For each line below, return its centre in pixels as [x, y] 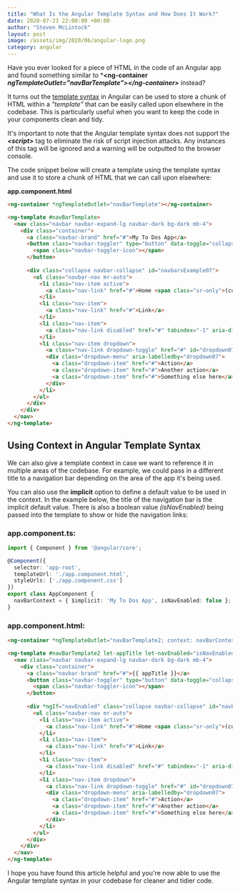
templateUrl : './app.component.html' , [72, 574]
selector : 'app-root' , [47, 568]
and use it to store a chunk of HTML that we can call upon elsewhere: [110, 177]
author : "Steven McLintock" [49, 27]
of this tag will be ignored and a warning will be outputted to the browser [114, 148]
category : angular [35, 47]
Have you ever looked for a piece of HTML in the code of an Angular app [114, 68]
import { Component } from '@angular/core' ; [75, 547]
